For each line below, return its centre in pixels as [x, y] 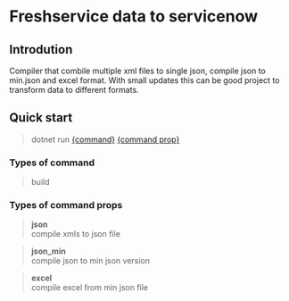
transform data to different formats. [74, 90]
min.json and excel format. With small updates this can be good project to [144, 80]
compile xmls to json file [75, 234]
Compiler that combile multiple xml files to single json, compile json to [137, 71]
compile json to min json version [90, 261]
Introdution [41, 50]
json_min [49, 251]
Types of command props [66, 205]
